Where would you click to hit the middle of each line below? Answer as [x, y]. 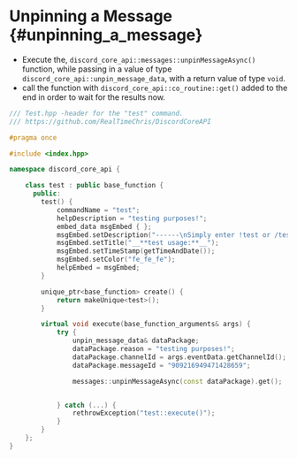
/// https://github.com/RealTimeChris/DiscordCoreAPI [110, 121]
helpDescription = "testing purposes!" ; [132, 218]
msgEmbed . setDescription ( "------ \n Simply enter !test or [164, 235]
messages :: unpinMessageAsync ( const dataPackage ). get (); [177, 381]
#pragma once [33, 138]
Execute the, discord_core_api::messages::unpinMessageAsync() [139, 59]
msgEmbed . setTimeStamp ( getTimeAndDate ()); [136, 251]
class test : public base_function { [95, 186]
